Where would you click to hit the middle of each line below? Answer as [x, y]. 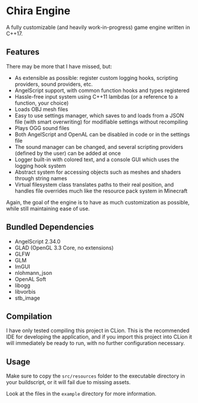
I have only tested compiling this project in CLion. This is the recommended [98, 331]
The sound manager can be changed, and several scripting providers [99, 147]
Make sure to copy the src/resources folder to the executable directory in [95, 376]
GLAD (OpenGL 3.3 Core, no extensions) [64, 248]
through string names [41, 178]
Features [23, 52]
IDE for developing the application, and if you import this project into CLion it [99, 337]
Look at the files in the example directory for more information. [81, 394]
